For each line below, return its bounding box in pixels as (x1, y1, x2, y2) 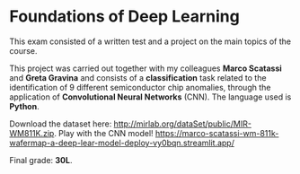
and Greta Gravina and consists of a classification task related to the (9, 72, 267, 83)
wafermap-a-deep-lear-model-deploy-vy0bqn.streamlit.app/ (9, 137, 235, 148)
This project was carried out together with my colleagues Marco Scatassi (9, 63, 283, 74)
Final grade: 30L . (9, 154, 73, 165)
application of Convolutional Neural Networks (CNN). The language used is (9, 91, 292, 102)
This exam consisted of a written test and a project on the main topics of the (9, 36, 292, 47)
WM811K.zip (9, 127, 55, 138)
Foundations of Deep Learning (9, 6, 240, 27)
